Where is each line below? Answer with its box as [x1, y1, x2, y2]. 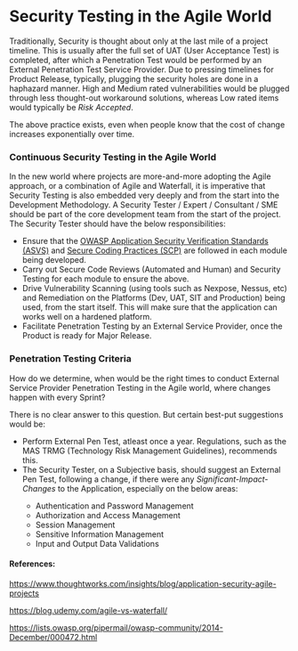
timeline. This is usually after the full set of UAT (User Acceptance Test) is [9, 45, 279, 55]
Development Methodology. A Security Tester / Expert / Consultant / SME [9, 199, 278, 210]
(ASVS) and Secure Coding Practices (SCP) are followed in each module [21, 245, 287, 256]
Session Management [35, 519, 116, 530]
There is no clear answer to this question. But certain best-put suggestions [9, 409, 284, 419]
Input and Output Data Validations [35, 538, 160, 549]
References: [9, 558, 56, 569]
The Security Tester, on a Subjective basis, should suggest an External [21, 464, 281, 475]
